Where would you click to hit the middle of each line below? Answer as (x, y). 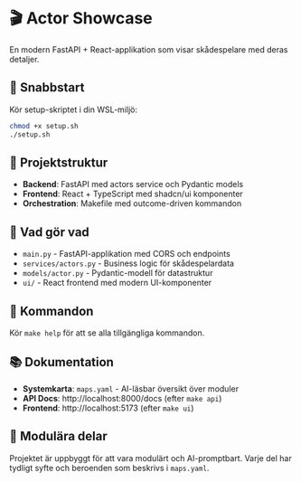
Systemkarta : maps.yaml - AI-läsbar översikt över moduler (131, 388)
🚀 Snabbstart (47, 88)
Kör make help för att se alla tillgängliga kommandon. (107, 333)
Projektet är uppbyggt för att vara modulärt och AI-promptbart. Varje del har (150, 458)
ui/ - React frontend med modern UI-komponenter (117, 283)
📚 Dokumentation (62, 362)
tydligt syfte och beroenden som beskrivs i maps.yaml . (109, 468)
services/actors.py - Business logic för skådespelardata (128, 263)
